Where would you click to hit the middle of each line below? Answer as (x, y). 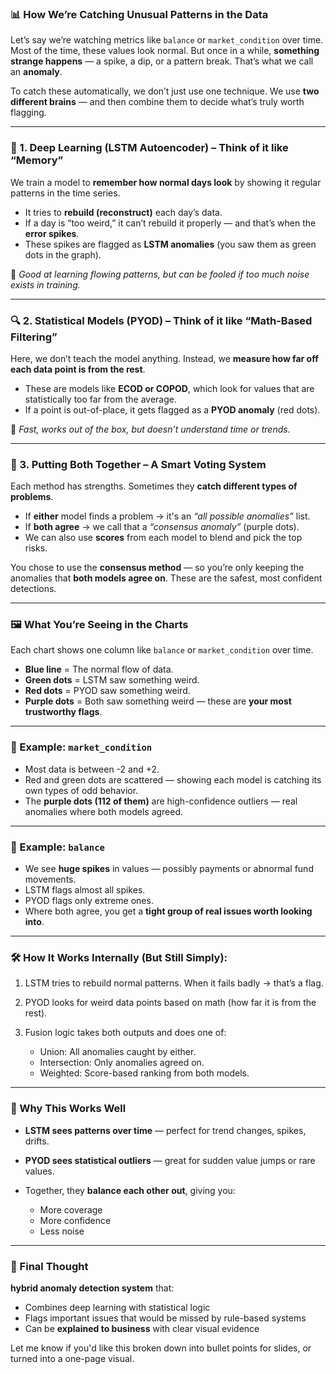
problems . (32, 497)
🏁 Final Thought (49, 1266)
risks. (36, 548)
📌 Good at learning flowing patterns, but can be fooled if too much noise (160, 274)
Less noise (62, 1231)
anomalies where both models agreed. (104, 811)
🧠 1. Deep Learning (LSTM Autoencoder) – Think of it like (149, 148)
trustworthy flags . (63, 712)
